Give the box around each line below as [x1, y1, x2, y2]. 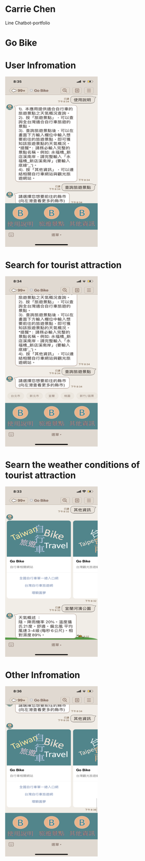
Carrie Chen [5, 3, 56, 15]
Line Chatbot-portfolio [5, 20, 50, 26]
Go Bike [5, 37, 37, 49]
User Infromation [5, 60, 76, 71]
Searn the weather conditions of [5, 459, 140, 471]
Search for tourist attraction [5, 260, 122, 271]
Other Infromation [5, 670, 80, 681]
